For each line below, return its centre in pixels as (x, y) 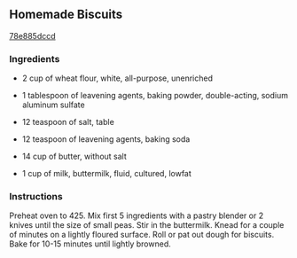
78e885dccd (32, 35)
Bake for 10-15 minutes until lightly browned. (90, 244)
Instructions (36, 197)
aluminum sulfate (54, 105)
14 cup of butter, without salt (74, 156)
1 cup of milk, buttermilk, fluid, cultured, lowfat (107, 174)
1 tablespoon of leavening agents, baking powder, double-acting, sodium (155, 96)
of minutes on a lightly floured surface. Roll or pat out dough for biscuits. (142, 235)
